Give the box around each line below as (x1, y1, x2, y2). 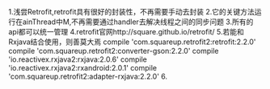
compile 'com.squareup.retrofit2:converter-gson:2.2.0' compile (8, 47, 219, 55)
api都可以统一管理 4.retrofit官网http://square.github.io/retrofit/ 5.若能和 (8, 27, 245, 36)
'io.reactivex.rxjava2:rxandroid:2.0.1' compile (8, 63, 158, 72)
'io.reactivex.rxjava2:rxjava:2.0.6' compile (8, 55, 147, 64)
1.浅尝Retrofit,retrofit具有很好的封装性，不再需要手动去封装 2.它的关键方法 (8, 7, 255, 16)
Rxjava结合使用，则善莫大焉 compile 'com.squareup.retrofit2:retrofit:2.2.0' (8, 37, 256, 47)
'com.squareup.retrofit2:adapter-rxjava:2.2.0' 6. (8, 71, 168, 81)
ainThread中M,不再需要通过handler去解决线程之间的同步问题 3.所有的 (22, 17, 254, 26)
